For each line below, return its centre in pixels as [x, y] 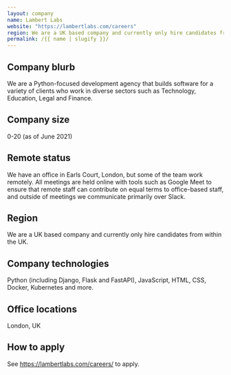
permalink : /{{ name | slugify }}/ [58, 39]
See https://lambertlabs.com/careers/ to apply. [73, 364]
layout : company [30, 13]
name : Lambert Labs [35, 20]
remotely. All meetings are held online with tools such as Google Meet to [109, 182]
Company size [38, 120]
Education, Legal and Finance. [50, 98]
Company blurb [41, 67]
